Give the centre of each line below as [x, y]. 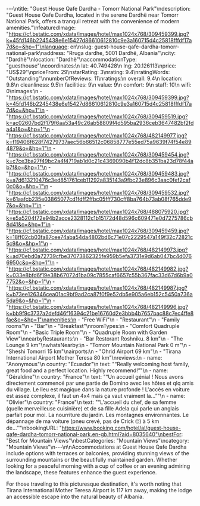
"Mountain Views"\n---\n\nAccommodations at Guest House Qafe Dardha [96, 447]
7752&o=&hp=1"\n [29, 281]
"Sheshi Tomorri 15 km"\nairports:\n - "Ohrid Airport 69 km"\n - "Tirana [94, 351]
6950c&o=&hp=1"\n [30, 263]
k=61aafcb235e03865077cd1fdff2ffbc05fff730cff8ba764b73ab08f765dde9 [99, 199]
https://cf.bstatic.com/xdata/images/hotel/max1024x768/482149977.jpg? [98, 136]
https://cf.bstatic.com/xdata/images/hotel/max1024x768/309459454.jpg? [99, 154]
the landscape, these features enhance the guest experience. [82, 472]
